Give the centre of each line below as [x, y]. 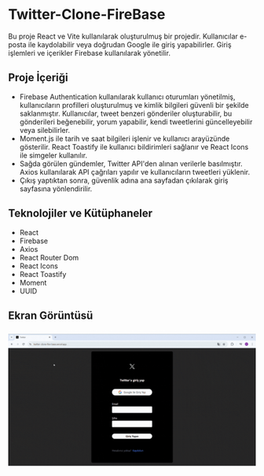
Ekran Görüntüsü [51, 315]
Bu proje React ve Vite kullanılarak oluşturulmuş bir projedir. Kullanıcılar [123, 36]
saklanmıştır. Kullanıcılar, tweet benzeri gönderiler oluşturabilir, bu [126, 113]
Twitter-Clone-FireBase [87, 15]
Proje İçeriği [38, 77]
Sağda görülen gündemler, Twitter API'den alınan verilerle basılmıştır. [131, 164]
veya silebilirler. [45, 130]
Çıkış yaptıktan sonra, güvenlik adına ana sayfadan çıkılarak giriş [124, 180]
